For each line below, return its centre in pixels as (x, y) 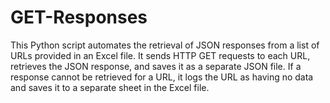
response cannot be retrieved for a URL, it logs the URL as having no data (162, 77)
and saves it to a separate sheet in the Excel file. (110, 87)
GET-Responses (79, 17)
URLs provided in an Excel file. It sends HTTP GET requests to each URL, (160, 55)
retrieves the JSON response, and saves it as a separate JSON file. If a (156, 66)
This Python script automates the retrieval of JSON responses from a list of (165, 45)
